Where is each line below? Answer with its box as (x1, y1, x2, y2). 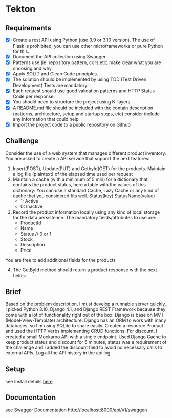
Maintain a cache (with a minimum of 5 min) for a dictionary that (12, 176, 148, 182)
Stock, (20, 236, 34, 242)
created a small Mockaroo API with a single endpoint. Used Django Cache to (5, 333, 166, 340)
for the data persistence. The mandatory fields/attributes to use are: (12, 215, 156, 221)
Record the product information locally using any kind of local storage (12, 209, 160, 215)
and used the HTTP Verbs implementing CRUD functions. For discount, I (5, 328, 158, 335)
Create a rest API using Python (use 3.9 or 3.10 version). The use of (12, 37, 155, 43)
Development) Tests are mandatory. (12, 82, 89, 89)
